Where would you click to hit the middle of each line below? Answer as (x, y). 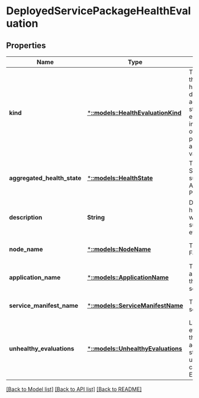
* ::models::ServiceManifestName (135, 305)
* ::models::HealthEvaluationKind (134, 113)
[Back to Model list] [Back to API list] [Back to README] (74, 389)
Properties (26, 45)
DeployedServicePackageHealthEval (99, 11)
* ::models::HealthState (120, 178)
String (96, 217)
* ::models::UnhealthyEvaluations (134, 348)
